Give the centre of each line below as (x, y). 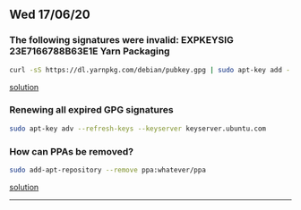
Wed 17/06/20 (50, 15)
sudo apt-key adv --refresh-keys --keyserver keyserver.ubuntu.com (138, 129)
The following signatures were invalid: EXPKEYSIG (122, 40)
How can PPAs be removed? (72, 151)
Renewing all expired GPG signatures (91, 110)
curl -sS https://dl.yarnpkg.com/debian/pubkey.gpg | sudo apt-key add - (150, 70)
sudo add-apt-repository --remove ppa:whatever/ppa (107, 170)
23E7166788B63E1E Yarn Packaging (90, 51)
